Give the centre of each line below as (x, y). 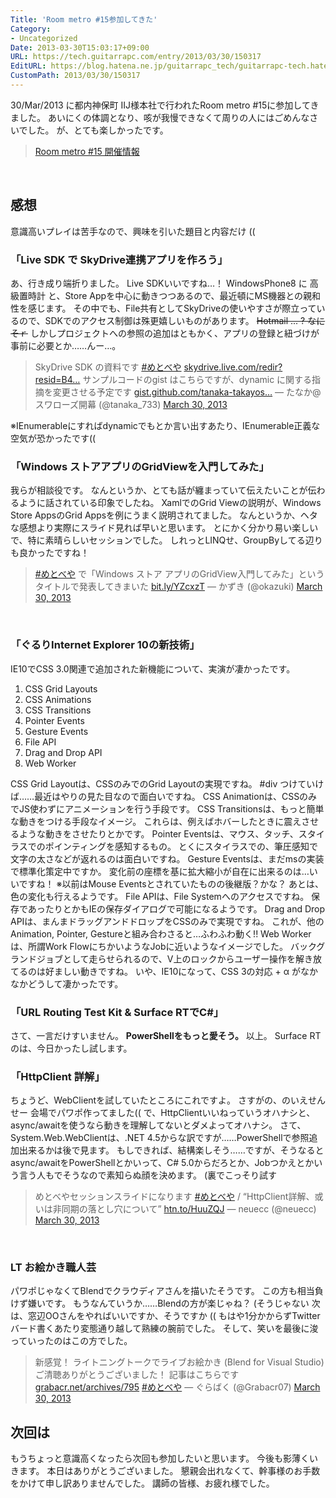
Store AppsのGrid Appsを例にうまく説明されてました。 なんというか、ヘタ (164, 515)
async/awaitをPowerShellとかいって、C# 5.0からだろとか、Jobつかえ (153, 1163)
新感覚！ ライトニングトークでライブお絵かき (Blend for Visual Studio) (179, 1362)
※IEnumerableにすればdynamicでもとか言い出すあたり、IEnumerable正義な (165, 425)
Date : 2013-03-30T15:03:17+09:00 (80, 47)
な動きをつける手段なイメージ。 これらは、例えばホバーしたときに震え (156, 821)
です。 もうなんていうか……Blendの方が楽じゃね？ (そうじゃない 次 (182, 1303)
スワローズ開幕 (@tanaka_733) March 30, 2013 (131, 404)
